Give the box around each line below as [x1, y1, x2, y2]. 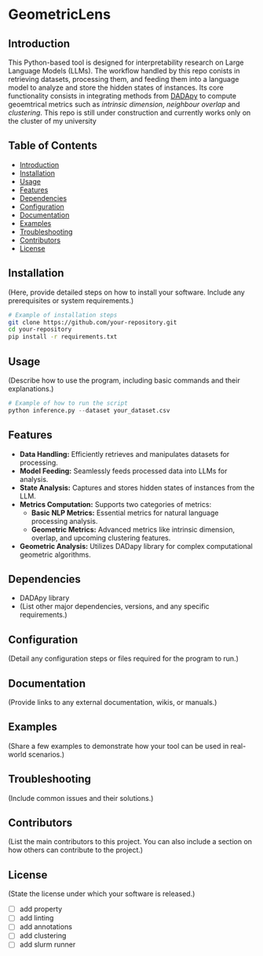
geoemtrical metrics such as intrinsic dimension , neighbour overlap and [8, 100, 241, 109]
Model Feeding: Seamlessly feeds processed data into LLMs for [19, 466, 228, 476]
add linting [19, 913, 54, 923]
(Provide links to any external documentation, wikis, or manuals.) [8, 697, 217, 706]
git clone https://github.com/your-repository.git [8, 318, 177, 326]
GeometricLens [8, 6, 111, 24]
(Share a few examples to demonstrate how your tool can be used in [8, 741, 229, 750]
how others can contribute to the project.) [8, 845, 144, 855]
